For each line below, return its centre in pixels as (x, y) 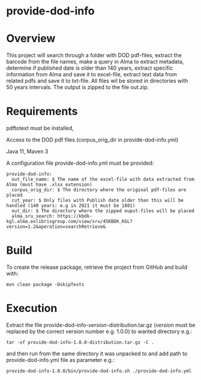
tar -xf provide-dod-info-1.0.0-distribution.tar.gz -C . (80, 342)
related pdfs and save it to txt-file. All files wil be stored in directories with (97, 81)
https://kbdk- (75, 216)
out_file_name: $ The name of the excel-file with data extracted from (103, 179)
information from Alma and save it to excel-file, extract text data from (91, 75)
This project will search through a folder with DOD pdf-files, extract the (94, 55)
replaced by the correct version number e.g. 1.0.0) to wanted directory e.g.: (99, 331)
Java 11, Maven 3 (27, 152)
